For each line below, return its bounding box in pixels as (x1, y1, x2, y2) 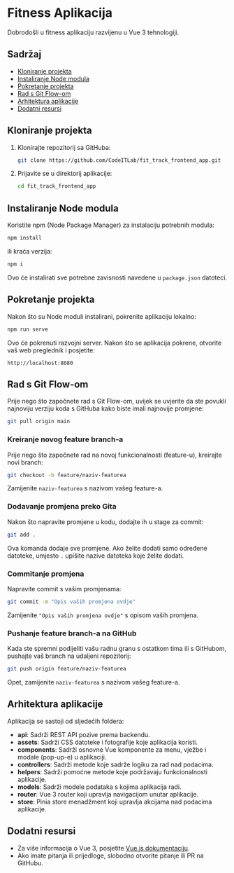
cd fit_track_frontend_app (17, 183, 96, 190)
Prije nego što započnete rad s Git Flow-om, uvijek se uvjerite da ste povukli (7, 397, 226, 406)
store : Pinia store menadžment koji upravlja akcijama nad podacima (17, 797, 212, 806)
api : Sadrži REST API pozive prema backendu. (17, 730, 150, 738)
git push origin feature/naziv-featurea (7, 666, 127, 673)
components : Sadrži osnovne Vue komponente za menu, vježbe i (17, 745, 207, 754)
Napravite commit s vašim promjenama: (7, 584, 122, 593)
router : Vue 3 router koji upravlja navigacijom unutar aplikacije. (17, 790, 199, 798)
